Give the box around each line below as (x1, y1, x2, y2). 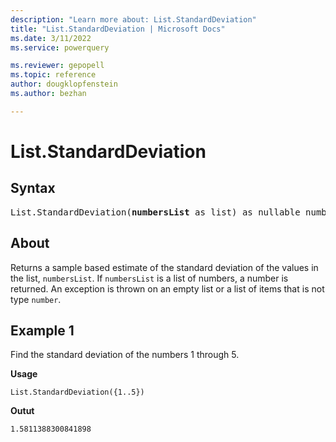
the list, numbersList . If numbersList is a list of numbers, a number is (10, 272, 289, 284)
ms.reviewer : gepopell (10, 61, 105, 71)
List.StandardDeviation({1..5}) (10, 387, 145, 398)
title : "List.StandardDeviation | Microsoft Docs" (10, 24, 226, 34)
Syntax (10, 180, 56, 197)
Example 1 (10, 322, 75, 339)
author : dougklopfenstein (10, 79, 118, 90)
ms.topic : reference (10, 70, 97, 80)
